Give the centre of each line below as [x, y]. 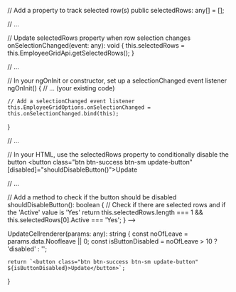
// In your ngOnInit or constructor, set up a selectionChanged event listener [117, 80]
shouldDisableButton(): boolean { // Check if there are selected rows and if [117, 205]
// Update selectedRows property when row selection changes [99, 38]
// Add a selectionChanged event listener [71, 101]
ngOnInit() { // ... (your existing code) [61, 88]
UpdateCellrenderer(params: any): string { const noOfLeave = [98, 234]
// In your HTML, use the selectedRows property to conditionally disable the [118, 155]
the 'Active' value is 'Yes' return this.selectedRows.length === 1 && [105, 212]
